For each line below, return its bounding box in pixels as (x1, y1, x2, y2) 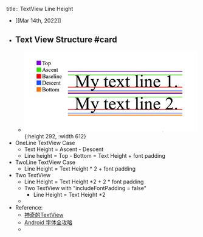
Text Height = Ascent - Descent (24, 146, 104, 153)
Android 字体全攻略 (24, 219, 73, 226)
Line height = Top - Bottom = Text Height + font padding (24, 152, 165, 159)
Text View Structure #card (15, 35, 117, 45)
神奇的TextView (24, 211, 64, 218)
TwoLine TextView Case (15, 158, 76, 166)
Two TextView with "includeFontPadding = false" (24, 184, 147, 191)
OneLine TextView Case (15, 139, 75, 146)
